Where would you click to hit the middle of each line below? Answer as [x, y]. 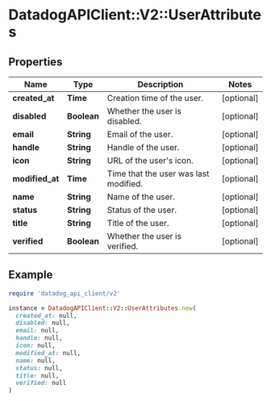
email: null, [38, 331]
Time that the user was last [158, 173]
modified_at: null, [48, 353]
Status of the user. [142, 210]
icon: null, [36, 346]
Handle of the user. [143, 147]
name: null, [36, 361]
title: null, [38, 376]
